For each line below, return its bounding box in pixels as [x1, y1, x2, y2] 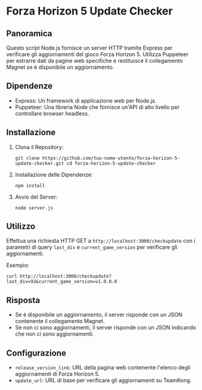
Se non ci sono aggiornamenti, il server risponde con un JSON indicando [14, 324, 197, 331]
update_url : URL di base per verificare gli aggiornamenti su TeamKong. [14, 377, 192, 384]
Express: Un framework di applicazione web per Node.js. [14, 97, 157, 104]
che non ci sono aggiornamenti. [14, 330, 94, 337]
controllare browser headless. [14, 110, 89, 117]
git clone [14, 155, 40, 161]
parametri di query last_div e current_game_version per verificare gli [6, 243, 178, 251]
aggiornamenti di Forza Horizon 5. [14, 370, 100, 378]
